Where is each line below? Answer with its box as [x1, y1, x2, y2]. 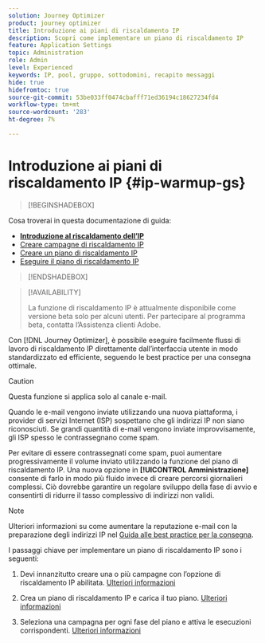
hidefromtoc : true [8, 85, 69, 94]
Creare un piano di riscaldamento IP [19, 248, 138, 258]
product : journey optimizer [8, 19, 102, 27]
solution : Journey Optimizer [8, 11, 105, 20]
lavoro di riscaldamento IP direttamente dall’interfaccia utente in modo [8, 344, 239, 353]
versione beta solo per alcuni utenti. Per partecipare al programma [27, 311, 246, 321]
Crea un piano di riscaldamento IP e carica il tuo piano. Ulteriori [19, 593, 228, 602]
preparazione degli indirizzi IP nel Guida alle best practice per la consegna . [8, 530, 254, 539]
